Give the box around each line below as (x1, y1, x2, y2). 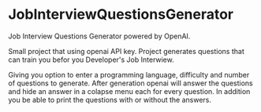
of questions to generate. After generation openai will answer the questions (8, 78, 254, 88)
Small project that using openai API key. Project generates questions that (8, 46, 244, 56)
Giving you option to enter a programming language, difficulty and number (8, 70, 250, 79)
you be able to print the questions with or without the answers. (8, 95, 211, 104)
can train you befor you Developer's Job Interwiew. (8, 55, 175, 64)
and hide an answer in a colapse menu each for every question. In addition (8, 86, 251, 96)
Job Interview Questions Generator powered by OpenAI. (8, 31, 191, 41)
